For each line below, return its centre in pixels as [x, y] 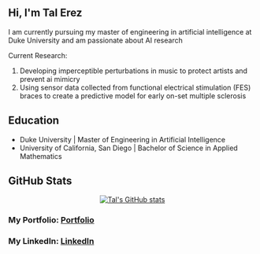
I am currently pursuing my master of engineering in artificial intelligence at [130, 31]
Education [34, 121]
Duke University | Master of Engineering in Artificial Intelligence [123, 139]
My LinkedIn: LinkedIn [51, 241]
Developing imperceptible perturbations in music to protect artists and [134, 71]
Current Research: [38, 55]
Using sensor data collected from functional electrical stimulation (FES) [135, 87]
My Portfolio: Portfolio [51, 220]
